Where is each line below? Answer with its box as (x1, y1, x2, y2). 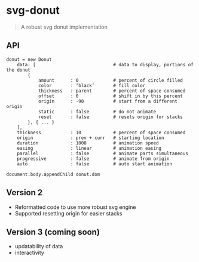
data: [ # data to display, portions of (17, 61, 194, 67)
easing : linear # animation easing (17, 145, 162, 151)
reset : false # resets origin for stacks (38, 114, 183, 120)
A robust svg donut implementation (20, 23, 108, 30)
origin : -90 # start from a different (38, 98, 178, 104)
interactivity (14, 249, 45, 257)
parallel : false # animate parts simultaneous (17, 150, 188, 156)
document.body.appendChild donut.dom (6, 171, 100, 177)
